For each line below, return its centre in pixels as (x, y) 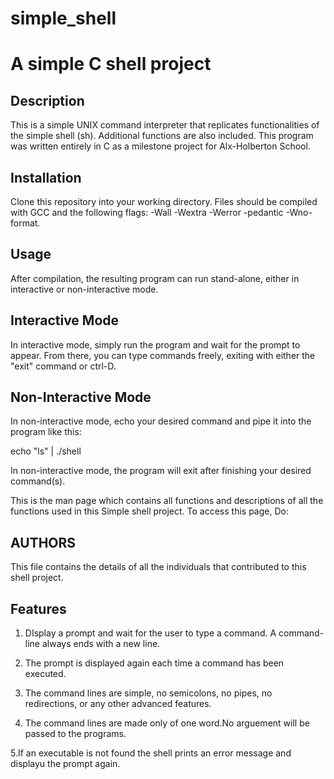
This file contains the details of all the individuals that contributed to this (158, 567)
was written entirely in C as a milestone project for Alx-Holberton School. (160, 146)
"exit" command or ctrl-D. (63, 366)
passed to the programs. (75, 734)
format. (25, 223)
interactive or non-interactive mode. (84, 289)
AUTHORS (43, 542)
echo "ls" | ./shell (46, 451)
